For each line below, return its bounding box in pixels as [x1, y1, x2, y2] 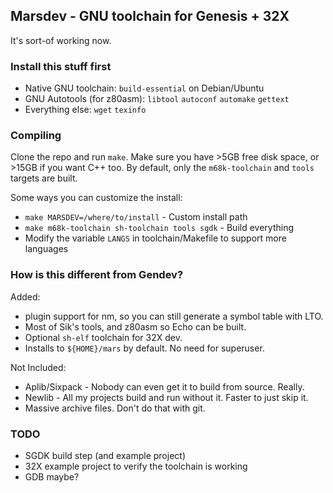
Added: [10, 290, 41, 303]
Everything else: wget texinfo [24, 104, 147, 116]
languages [24, 243, 69, 255]
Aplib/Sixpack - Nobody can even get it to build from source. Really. [24, 380, 305, 393]
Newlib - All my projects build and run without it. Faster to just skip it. [24, 391, 309, 403]
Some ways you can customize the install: [10, 192, 183, 204]
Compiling [10, 129, 62, 143]
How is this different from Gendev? [10, 268, 184, 282]
